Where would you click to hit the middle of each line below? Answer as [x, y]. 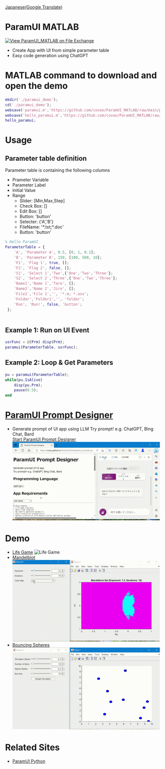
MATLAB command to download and [81, 75]
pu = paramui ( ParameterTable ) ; [37, 374]
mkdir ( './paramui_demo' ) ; [31, 100]
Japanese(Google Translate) [34, 7]
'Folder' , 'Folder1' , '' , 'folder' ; [49, 299]
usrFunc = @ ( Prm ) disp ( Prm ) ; [35, 342]
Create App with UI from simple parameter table [61, 50]
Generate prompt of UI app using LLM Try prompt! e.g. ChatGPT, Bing [83, 429]
